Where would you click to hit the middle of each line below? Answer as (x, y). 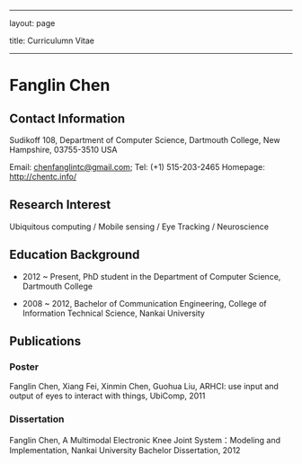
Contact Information (67, 118)
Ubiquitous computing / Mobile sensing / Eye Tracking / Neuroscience (139, 227)
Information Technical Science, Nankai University (113, 313)
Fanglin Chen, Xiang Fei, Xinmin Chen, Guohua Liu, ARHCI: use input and (144, 387)
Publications (45, 341)
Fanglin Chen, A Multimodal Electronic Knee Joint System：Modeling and (145, 440)
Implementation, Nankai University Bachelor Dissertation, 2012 (125, 450)
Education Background (75, 255)
